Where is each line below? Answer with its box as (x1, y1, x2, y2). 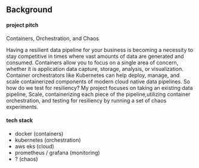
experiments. (6, 103, 39, 110)
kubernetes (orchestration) (14, 136, 82, 144)
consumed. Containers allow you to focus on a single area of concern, (6, 59, 179, 66)
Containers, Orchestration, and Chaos (6, 35, 99, 42)
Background (6, 5, 52, 15)
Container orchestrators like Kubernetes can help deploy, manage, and (6, 71, 180, 79)
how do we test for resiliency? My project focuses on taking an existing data (6, 84, 193, 91)
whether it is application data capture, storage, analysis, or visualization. (6, 65, 184, 72)
